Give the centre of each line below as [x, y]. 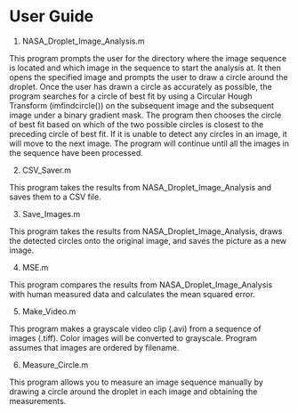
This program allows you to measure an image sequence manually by [137, 382]
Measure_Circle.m [55, 364]
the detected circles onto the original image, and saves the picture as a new [148, 240]
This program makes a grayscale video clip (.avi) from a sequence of [135, 328]
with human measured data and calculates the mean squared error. [132, 294]
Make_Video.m [49, 311]
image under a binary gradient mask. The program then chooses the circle [145, 115]
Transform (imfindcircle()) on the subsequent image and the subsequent [141, 105]
